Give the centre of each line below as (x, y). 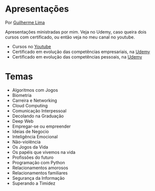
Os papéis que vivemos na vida (44, 152)
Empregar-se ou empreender (41, 126)
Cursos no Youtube (32, 46)
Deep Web (23, 121)
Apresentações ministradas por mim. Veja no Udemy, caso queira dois (76, 32)
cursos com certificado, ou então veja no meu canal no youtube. (70, 37)
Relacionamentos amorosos (40, 168)
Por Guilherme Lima (25, 22)
